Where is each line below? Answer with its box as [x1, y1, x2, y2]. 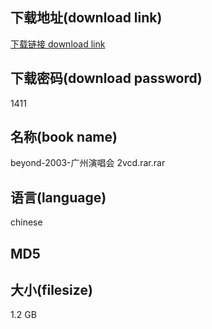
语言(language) [10, 189, 107, 206]
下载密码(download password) [10, 70, 203, 87]
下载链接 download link [10, 38, 106, 50]
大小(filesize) [10, 282, 93, 299]
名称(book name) [10, 129, 118, 146]
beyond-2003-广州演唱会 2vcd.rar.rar [10, 157, 166, 169]
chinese [10, 216, 43, 228]
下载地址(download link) [10, 9, 163, 27]
